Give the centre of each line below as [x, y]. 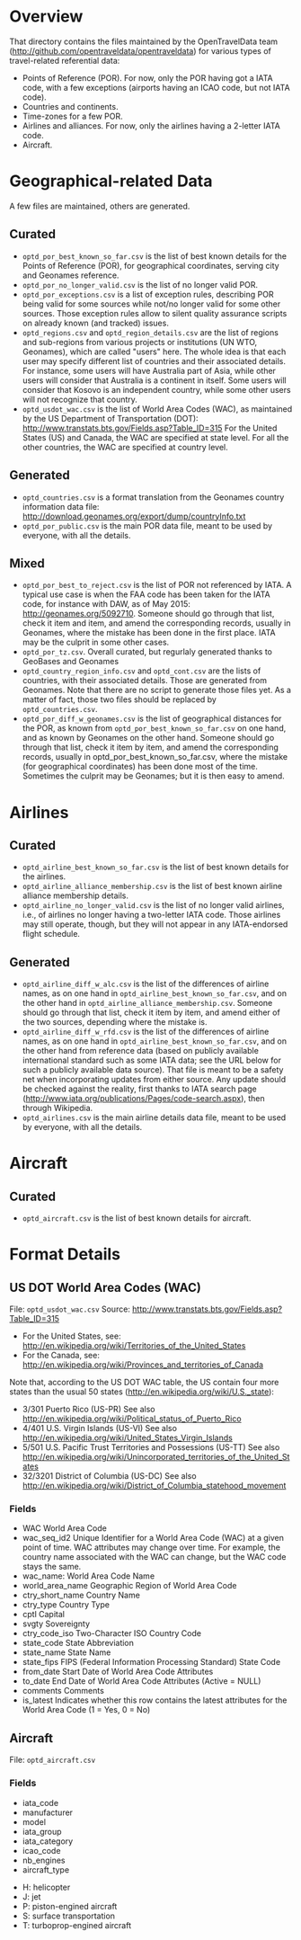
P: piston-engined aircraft [70, 1906]
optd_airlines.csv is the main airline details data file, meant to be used [154, 1117]
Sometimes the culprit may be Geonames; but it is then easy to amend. [153, 776]
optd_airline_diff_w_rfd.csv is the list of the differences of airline [146, 1032]
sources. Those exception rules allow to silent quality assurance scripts [155, 313]
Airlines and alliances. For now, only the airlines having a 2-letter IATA [151, 125]
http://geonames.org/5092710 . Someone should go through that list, [148, 614]
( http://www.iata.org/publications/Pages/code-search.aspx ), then [143, 1099]
